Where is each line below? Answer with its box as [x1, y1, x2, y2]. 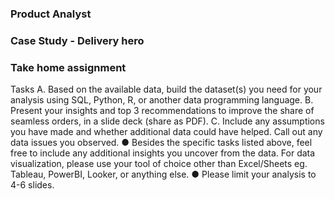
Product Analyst [10, 7, 92, 21]
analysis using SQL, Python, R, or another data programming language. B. [10, 94, 314, 106]
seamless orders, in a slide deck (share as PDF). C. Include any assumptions [10, 115, 325, 127]
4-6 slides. [10, 179, 55, 191]
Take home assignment [10, 60, 127, 74]
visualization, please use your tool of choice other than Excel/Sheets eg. [10, 158, 308, 170]
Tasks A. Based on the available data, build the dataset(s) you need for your [10, 83, 323, 96]
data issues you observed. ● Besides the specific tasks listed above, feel [10, 137, 313, 149]
